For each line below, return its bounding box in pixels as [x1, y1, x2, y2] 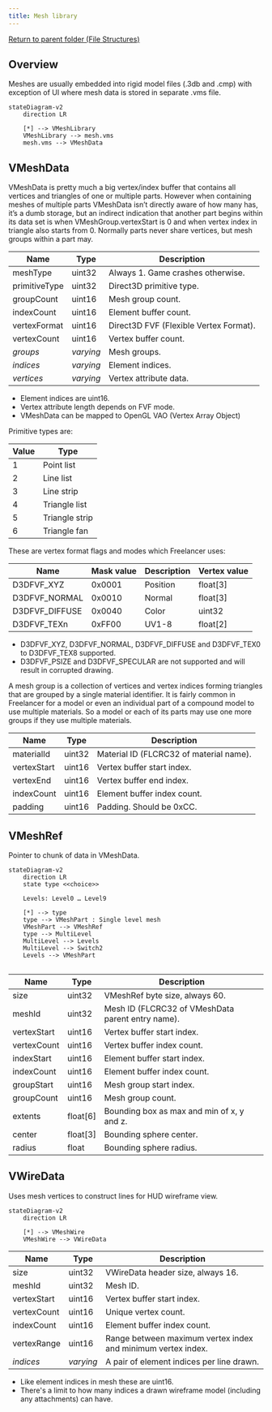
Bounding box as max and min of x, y [104, 1105, 244, 1117]
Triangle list [43, 499, 87, 510]
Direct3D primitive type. [108, 281, 200, 292]
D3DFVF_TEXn [12, 618, 69, 630]
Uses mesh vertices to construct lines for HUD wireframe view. [8, 1190, 219, 1201]
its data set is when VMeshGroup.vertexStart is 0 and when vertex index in [8, 217, 257, 227]
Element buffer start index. [104, 1053, 205, 1064]
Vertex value [198, 566, 249, 577]
